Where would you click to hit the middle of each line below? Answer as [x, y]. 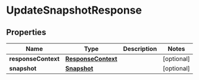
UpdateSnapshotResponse [74, 10]
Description [140, 49]
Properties [26, 32]
